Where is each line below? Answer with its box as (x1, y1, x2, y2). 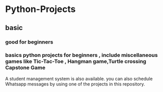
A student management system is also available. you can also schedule (5, 75, 153, 81)
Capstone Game (5, 64, 46, 71)
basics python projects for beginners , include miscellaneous (5, 51, 158, 58)
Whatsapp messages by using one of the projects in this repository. (5, 81, 145, 87)
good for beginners (5, 38, 54, 45)
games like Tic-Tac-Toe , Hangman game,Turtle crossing (5, 58, 147, 65)
